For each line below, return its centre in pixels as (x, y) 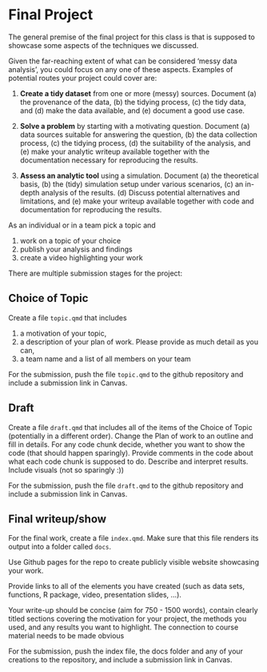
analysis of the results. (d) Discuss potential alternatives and (140, 192)
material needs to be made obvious (66, 636)
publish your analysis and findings (76, 249)
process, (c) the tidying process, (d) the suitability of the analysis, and (135, 143)
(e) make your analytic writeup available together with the (115, 151)
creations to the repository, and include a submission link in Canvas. (121, 660)
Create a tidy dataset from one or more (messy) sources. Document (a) (138, 93)
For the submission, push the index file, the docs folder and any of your (126, 651)
